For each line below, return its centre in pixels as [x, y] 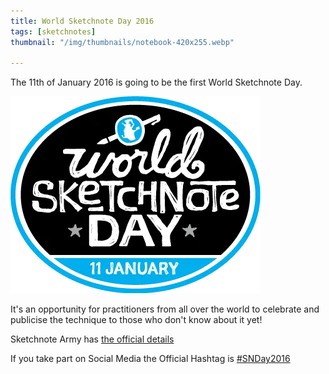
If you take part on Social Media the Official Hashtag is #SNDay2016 [150, 359]
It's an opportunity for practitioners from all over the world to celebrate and [165, 309]
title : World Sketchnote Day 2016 [82, 21]
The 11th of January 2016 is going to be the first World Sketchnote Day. [156, 82]
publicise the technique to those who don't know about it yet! [136, 320]
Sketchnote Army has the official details [92, 339]
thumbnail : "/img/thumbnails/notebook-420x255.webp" [122, 42]
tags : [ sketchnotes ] [53, 31]
